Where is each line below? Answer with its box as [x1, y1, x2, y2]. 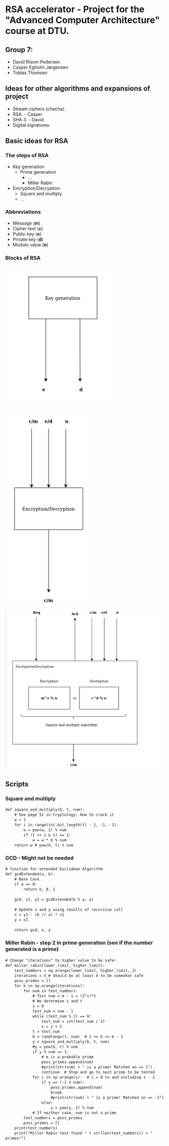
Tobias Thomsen [12, 70, 48, 76]
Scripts [5, 780, 29, 788]
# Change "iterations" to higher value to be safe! [5, 958, 116, 963]
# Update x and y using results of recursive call [14, 907, 123, 912]
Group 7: [5, 45, 33, 54]
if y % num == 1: [32, 1049, 69, 1055]
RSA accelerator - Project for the [5, 4, 145, 15]
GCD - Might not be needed [5, 854, 74, 862]
